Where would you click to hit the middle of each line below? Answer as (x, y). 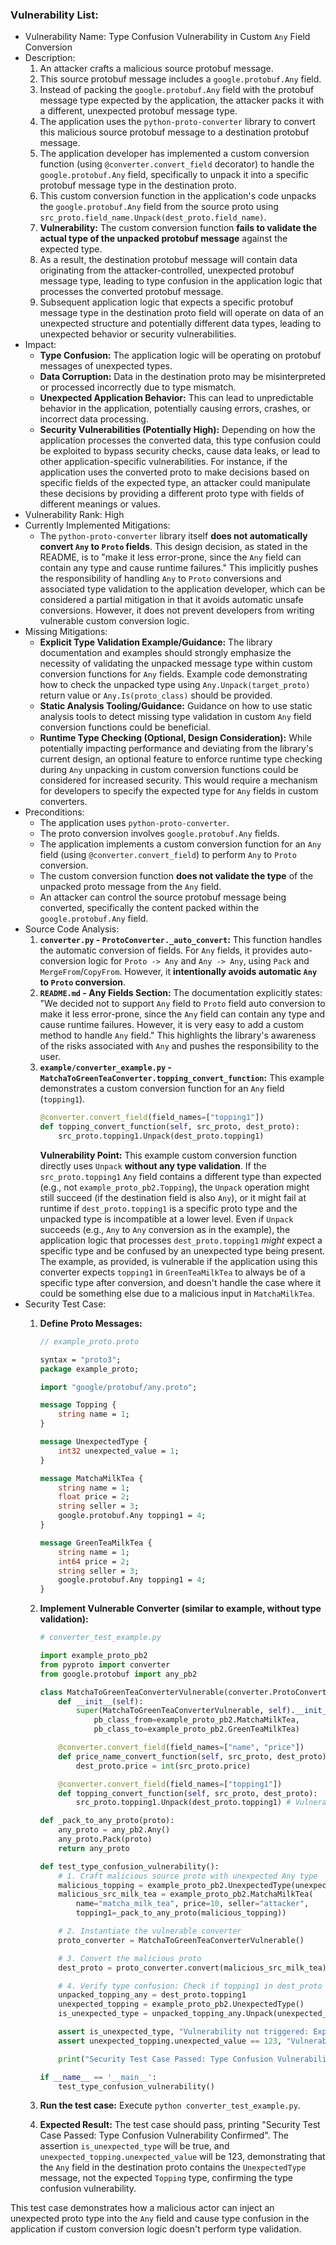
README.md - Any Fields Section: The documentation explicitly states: (181, 993)
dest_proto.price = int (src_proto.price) (163, 1766)
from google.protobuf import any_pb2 (118, 1674)
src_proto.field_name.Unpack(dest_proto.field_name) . (153, 217)
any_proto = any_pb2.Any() (114, 1830)
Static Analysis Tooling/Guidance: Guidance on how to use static (176, 706)
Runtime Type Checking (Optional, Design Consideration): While (176, 738)
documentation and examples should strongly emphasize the (165, 653)
